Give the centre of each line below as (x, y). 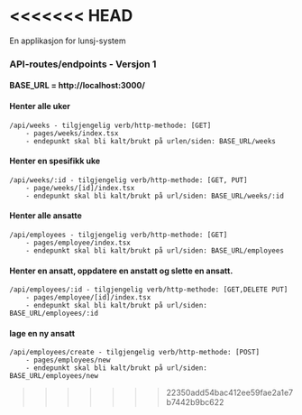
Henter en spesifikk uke (55, 161)
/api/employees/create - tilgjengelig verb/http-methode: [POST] (134, 353)
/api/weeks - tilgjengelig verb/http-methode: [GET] (110, 125)
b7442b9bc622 (195, 402)
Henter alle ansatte (46, 216)
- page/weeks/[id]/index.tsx (80, 188)
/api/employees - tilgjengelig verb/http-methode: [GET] (119, 235)
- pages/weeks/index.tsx (72, 133)
